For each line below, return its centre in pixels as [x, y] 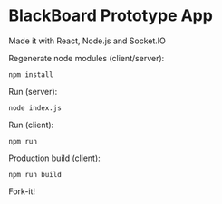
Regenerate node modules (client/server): [87, 58]
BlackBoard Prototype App [111, 16]
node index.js [35, 108]
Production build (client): [54, 158]
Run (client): [31, 125]
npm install [31, 74]
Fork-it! [22, 191]
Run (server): [33, 91]
